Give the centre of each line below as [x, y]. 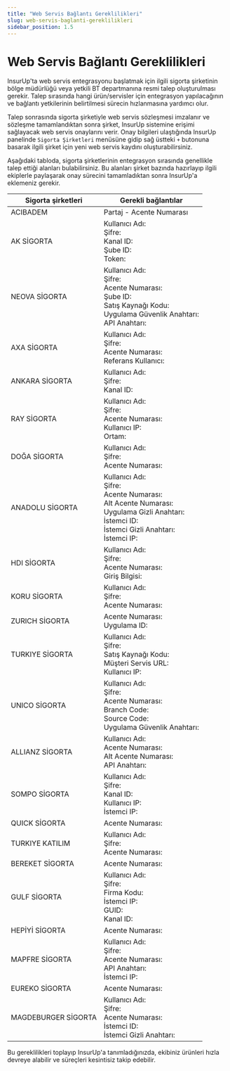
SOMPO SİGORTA [40, 794]
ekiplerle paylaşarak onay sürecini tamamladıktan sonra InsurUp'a [102, 176]
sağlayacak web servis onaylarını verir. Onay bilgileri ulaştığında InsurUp [112, 132]
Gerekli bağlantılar [152, 200]
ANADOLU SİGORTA [45, 508]
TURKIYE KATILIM [41, 843]
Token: [115, 259]
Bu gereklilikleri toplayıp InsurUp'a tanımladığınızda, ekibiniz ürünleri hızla [113, 1053]
